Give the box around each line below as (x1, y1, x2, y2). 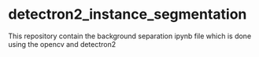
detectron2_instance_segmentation (8, 5, 247, 23)
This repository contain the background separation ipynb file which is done (8, 31, 252, 41)
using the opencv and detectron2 (8, 39, 117, 48)
